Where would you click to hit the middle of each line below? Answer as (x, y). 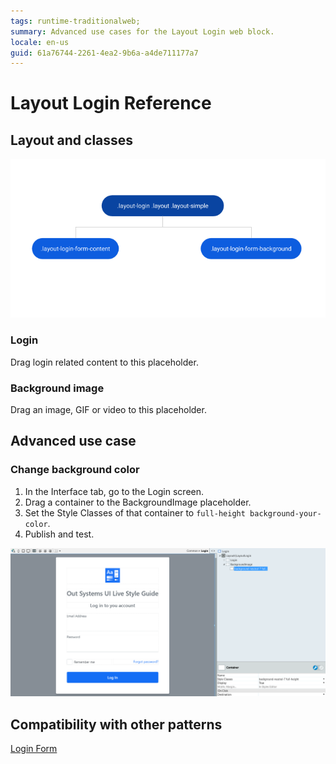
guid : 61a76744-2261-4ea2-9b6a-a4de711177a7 (104, 53)
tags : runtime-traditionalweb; (75, 21)
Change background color (75, 470)
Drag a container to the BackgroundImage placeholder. (138, 502)
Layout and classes (72, 140)
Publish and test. (59, 534)
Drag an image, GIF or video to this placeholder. (108, 410)
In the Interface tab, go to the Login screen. (114, 491)
